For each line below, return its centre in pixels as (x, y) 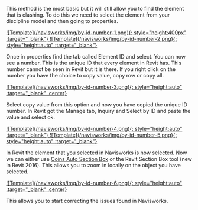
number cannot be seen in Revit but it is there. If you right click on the (91, 69)
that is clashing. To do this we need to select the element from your (88, 15)
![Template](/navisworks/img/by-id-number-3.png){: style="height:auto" (94, 87)
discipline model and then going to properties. (62, 21)
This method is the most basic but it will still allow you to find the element (95, 9)
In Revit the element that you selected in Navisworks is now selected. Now (97, 153)
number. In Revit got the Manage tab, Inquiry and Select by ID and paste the (98, 111)
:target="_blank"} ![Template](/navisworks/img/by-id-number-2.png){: (92, 39)
